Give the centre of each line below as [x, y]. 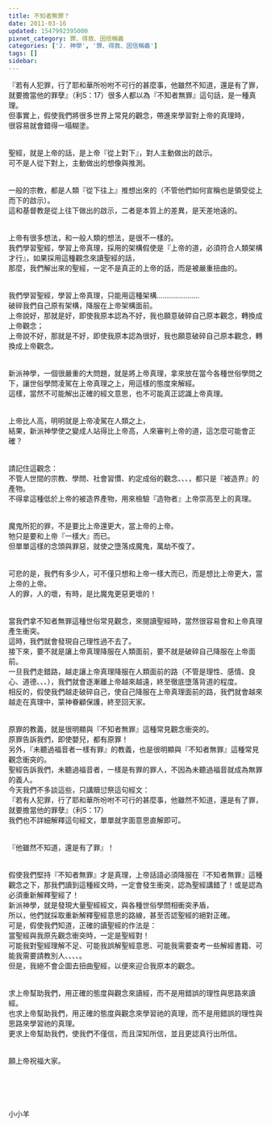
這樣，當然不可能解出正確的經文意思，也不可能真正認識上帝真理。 [118, 393]
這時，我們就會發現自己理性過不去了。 [72, 641]
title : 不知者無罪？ [39, 16]
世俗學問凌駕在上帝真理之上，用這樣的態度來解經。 [114, 383]
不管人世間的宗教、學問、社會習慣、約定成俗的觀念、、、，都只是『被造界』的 [134, 478]
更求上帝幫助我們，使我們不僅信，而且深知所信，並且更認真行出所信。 [125, 1033]
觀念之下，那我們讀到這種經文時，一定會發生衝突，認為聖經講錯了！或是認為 [135, 885]
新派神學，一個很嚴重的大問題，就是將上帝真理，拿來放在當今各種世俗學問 [132, 373]
